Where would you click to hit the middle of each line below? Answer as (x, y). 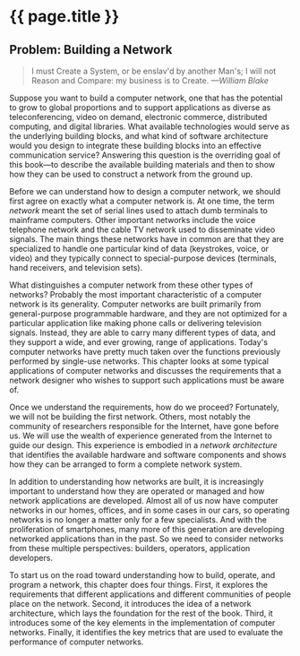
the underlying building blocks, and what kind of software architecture (139, 136)
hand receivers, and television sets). (76, 268)
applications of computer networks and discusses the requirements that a (146, 371)
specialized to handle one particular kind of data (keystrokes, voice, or (139, 249)
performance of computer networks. (77, 642)
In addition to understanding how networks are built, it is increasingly (137, 482)
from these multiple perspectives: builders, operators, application (130, 548)
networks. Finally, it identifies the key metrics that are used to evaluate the (146, 632)
